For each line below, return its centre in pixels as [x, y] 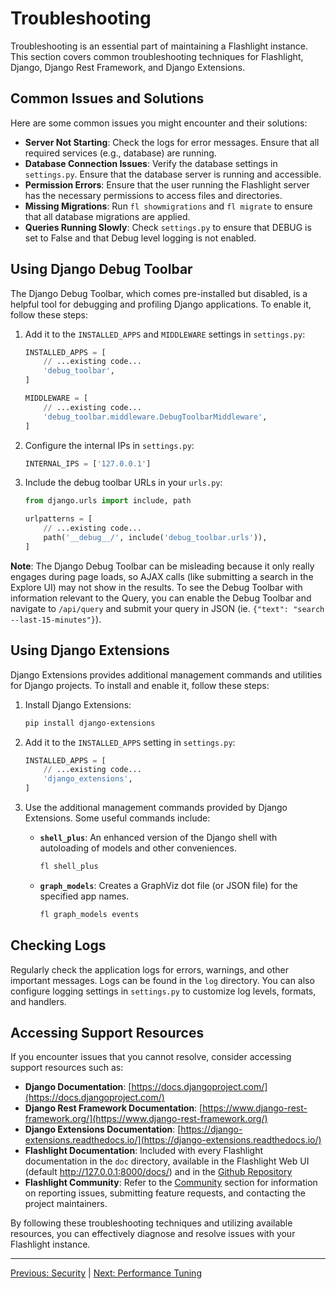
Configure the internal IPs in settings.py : [109, 445]
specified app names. [84, 896]
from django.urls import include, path [108, 501]
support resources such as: [67, 1068]
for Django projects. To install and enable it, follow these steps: [140, 685]
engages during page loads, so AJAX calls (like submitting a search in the [162, 576]
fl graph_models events [89, 914]
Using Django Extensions [90, 650]
